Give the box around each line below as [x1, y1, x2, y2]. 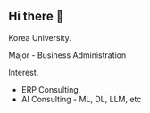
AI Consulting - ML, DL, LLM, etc [21, 93, 142, 104]
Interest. [8, 67, 39, 77]
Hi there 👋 [8, 9, 64, 24]
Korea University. [8, 32, 72, 43]
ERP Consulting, [21, 84, 81, 94]
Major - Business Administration [8, 50, 127, 61]
